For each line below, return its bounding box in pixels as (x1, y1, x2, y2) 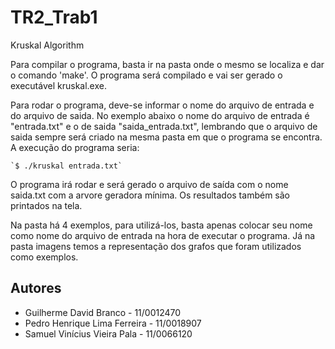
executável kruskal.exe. (10, 79, 107, 91)
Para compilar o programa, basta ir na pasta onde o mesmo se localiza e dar (10, 58, 325, 70)
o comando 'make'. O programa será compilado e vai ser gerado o (10, 69, 283, 81)
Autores (10, 280, 62, 297)
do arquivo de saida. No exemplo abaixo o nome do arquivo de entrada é (10, 109, 310, 121)
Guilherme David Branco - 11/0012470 (24, 306, 182, 318)
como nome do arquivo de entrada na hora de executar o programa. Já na (10, 229, 316, 241)
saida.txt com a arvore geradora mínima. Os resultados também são (10, 189, 290, 201)
